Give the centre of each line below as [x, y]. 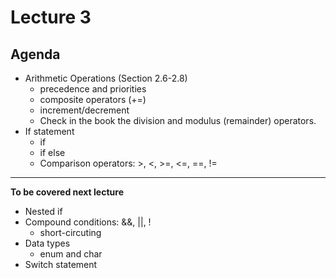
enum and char [71, 254]
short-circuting [70, 232]
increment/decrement [84, 110]
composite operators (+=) [93, 99]
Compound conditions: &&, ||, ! [88, 222]
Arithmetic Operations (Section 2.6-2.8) [106, 78]
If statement [49, 131]
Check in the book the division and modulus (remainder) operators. [178, 120]
